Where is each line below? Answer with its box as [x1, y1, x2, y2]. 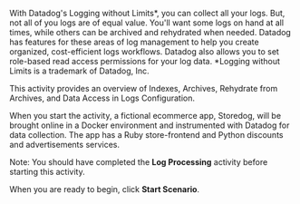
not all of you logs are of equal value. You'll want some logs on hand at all [9, 17, 284, 28]
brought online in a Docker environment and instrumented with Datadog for [9, 120, 290, 131]
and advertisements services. [9, 140, 121, 150]
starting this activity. [9, 167, 85, 177]
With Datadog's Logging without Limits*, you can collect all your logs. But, [9, 8, 285, 18]
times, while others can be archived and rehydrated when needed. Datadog [9, 27, 292, 37]
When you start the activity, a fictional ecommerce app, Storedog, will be [9, 111, 282, 121]
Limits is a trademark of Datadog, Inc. [9, 65, 150, 76]
